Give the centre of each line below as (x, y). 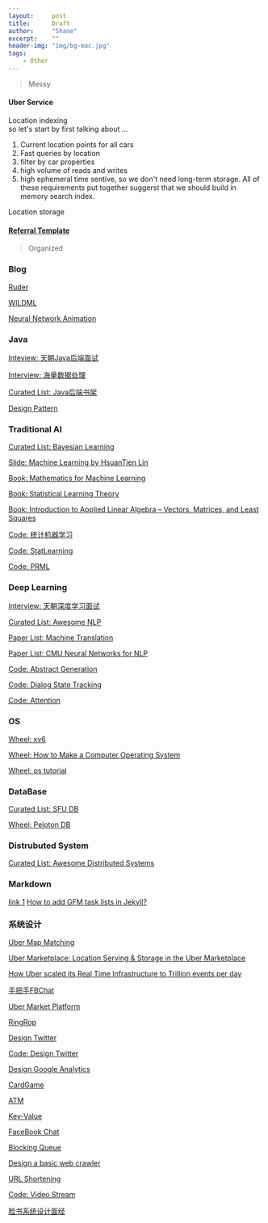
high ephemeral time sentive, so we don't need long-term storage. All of (140, 179)
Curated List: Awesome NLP (55, 622)
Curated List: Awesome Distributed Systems (82, 863)
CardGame (26, 1085)
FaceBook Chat (34, 1132)
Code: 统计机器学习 (41, 535)
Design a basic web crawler (54, 1163)
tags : (17, 53)
